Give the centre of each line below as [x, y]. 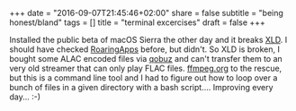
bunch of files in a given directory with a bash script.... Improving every [141, 87]
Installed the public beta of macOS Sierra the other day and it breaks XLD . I [148, 40]
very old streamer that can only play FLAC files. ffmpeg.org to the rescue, [146, 68]
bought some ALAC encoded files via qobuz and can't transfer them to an [146, 59]
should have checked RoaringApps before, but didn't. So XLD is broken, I [145, 49]
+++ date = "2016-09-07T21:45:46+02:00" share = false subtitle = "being [146, 13]
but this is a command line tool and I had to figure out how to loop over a [144, 78]
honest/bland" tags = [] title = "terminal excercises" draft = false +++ [137, 22]
